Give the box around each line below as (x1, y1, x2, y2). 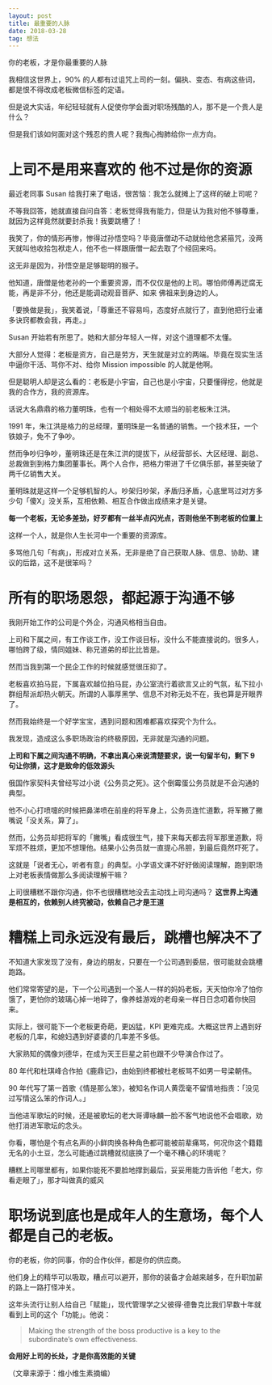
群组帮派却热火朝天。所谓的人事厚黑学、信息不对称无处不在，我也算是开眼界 (8, 689, 263, 699)
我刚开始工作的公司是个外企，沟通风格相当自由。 (8, 618, 171, 627)
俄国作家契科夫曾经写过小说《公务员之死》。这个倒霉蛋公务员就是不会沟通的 (8, 778, 260, 788)
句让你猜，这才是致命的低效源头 (8, 761, 115, 771)
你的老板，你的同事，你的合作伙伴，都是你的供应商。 (8, 1255, 186, 1265)
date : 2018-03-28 (8, 27, 67, 35)
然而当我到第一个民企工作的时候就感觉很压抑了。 (8, 662, 171, 672)
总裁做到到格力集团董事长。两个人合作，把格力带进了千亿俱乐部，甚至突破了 (8, 458, 263, 469)
